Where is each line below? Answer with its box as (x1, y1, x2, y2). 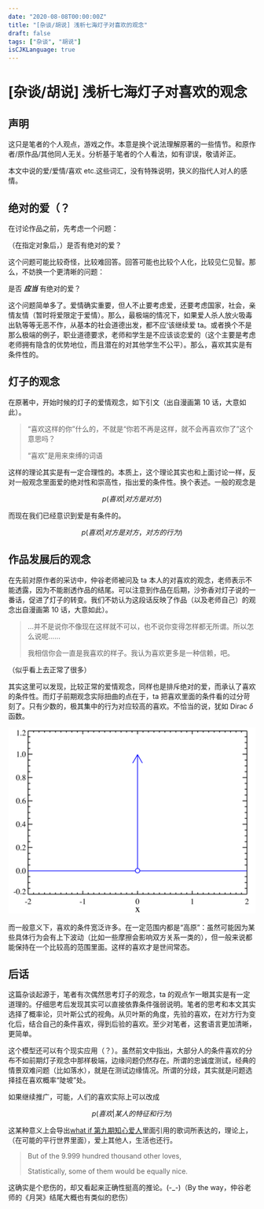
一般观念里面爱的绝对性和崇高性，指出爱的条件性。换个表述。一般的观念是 (14, 477, 256, 486)
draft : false (8, 29, 51, 37)
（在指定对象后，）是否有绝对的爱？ (8, 240, 122, 250)
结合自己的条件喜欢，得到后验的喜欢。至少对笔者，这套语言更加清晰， (28, 1019, 256, 1029)
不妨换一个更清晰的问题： (21, 266, 104, 276)
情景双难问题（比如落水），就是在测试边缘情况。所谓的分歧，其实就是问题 (8, 1066, 246, 1075)
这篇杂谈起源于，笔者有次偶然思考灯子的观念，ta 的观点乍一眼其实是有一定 (8, 990, 251, 999)
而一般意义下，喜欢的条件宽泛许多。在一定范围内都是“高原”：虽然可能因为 (8, 922, 249, 932)
